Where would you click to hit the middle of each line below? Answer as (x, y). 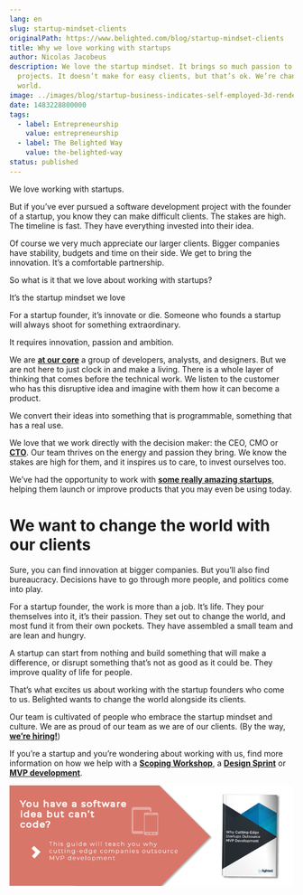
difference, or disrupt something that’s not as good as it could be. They (141, 662)
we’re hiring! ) (35, 736)
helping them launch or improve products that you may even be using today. (151, 489)
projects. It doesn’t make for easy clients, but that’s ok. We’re (147, 77)
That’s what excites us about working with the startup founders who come (147, 689)
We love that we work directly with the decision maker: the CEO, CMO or (144, 442)
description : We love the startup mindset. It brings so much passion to (151, 67)
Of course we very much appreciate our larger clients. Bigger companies (145, 243)
